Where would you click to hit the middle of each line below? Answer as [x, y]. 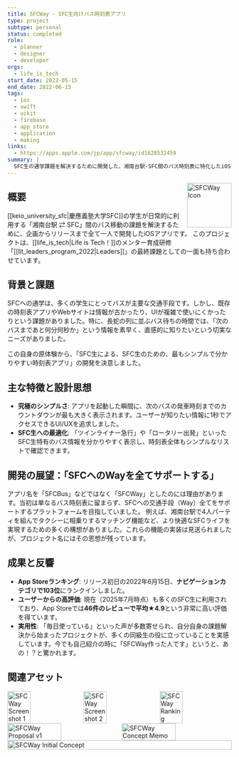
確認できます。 [52, 450]
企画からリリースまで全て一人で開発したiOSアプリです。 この [116, 233]
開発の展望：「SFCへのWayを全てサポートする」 [113, 475]
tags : [15, 93]
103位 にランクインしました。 [86, 590]
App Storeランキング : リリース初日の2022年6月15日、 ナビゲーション [119, 581]
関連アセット [36, 678]
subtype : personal [34, 27]
